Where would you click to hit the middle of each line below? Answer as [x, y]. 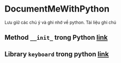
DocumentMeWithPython [57, 9]
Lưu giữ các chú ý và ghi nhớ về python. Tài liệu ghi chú [60, 22]
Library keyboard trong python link [57, 54]
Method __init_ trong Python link [56, 38]
